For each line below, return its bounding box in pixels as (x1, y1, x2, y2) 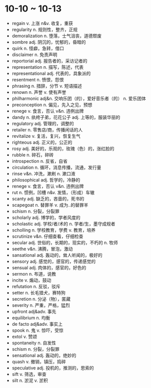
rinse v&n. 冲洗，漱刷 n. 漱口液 (11, 170, 75, 176)
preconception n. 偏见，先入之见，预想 (11, 101, 92, 108)
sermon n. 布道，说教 (11, 271, 56, 277)
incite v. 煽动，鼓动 (11, 277, 51, 283)
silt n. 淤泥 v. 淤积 (11, 377, 48, 383)
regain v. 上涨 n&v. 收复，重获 (11, 20, 73, 26)
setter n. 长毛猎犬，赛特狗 (11, 289, 65, 296)
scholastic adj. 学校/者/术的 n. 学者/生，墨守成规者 (11, 221, 115, 227)
